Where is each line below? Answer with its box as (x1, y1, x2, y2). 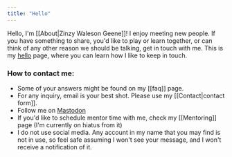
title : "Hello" (7, 10, 51, 17)
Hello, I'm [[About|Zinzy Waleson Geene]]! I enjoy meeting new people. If (7, 29, 216, 37)
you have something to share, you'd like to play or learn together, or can (7, 36, 213, 45)
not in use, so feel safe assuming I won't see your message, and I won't (17, 136, 222, 144)
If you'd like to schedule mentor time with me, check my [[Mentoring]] (17, 113, 217, 122)
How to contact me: (7, 68, 75, 78)
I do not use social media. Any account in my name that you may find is (17, 128, 221, 136)
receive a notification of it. (17, 142, 92, 151)
